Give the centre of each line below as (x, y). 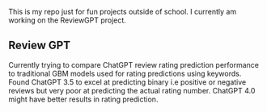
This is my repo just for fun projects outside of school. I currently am (123, 12)
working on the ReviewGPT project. (68, 20)
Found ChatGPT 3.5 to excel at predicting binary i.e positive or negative (127, 82)
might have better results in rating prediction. (83, 99)
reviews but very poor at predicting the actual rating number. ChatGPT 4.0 (132, 90)
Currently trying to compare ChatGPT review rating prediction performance (134, 64)
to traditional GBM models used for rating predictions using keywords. (125, 73)
